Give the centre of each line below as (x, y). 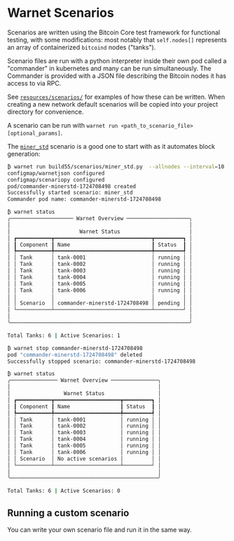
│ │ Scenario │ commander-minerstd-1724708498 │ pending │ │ (100, 303)
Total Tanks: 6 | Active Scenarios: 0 (64, 491)
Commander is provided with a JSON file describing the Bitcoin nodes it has (117, 76)
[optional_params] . (35, 133)
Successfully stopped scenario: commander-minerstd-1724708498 (102, 361)
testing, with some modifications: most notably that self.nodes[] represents (117, 39)
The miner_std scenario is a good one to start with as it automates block (111, 146)
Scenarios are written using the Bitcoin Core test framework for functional (114, 32)
